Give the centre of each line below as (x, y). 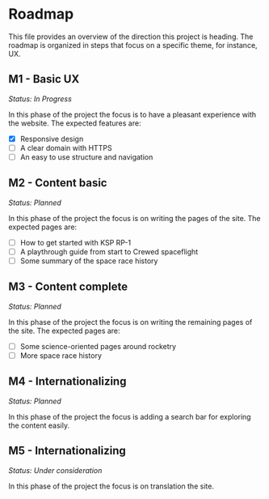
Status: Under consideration (55, 470)
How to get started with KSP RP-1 (76, 242)
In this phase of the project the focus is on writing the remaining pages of (130, 322)
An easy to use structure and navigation (86, 157)
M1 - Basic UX (44, 79)
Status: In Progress (40, 99)
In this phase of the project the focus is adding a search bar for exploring (130, 416)
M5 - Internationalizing (67, 451)
